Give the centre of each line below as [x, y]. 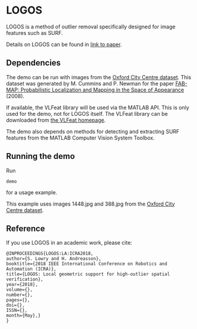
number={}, [19, 295]
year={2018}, [22, 285]
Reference [26, 228]
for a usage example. [32, 192]
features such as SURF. [35, 32]
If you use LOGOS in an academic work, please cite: [69, 243]
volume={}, [19, 290]
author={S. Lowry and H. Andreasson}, [54, 259]
